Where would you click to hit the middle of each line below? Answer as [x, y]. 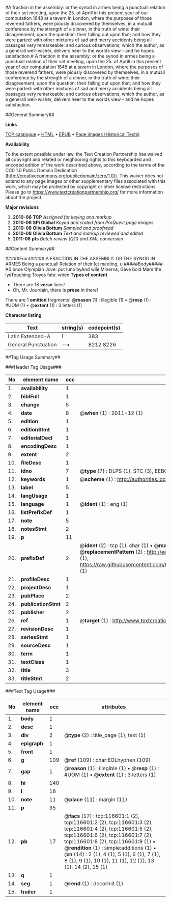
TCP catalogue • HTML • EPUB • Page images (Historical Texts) [73, 134]
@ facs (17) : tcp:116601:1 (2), [102, 816]
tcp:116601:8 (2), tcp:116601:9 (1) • [110, 841]
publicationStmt [41, 604]
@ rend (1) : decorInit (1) [94, 883]
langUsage [34, 496]
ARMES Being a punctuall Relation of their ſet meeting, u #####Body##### [84, 264]
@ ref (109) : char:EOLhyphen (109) [108, 760]
